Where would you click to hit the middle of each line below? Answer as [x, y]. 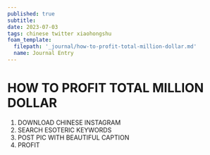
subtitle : [22, 20]
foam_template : [30, 40]
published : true [31, 14]
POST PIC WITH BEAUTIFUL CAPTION [73, 137]
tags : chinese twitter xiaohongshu [60, 33]
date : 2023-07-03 [33, 27]
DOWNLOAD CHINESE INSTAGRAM [69, 122]
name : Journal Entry [44, 54]
